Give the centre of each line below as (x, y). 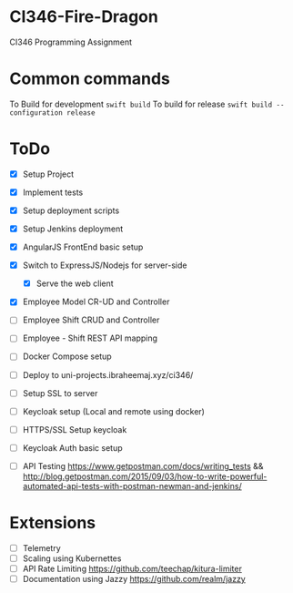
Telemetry (41, 547)
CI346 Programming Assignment (71, 42)
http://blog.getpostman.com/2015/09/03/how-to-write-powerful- (145, 476)
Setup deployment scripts (71, 210)
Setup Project (48, 174)
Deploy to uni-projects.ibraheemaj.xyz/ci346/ (108, 374)
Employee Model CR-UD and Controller (96, 302)
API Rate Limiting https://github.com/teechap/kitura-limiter (132, 568)
